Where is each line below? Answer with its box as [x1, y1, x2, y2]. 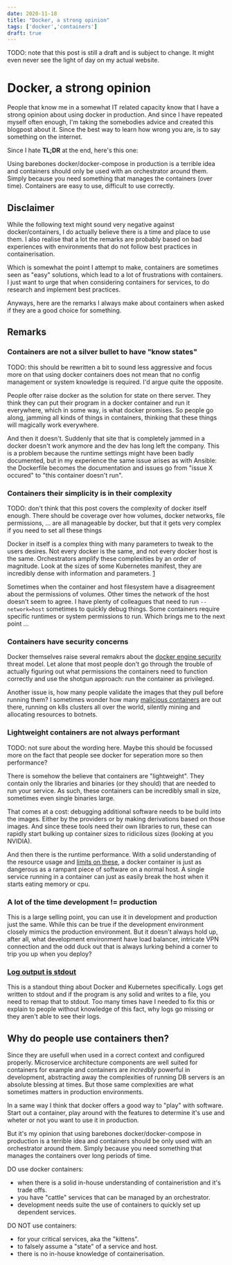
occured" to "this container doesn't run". [7, 471, 123, 479]
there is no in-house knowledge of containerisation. [17, 1249, 165, 1257]
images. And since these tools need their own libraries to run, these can [7, 822, 213, 830]
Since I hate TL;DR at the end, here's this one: [7, 146, 139, 155]
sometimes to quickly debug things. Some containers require [46, 605, 220, 613]
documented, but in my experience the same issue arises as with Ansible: [7, 456, 217, 464]
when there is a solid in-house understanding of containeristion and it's [17, 1178, 222, 1187]
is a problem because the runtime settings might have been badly [7, 449, 194, 457]
